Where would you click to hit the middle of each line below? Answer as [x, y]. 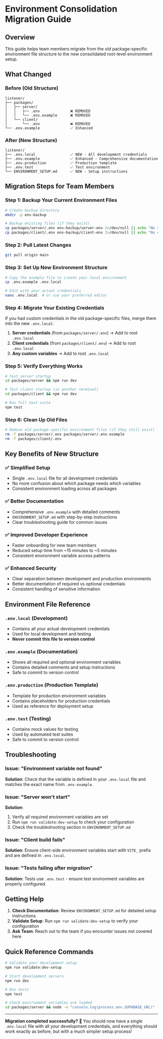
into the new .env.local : [30, 323]
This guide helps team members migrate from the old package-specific [76, 49]
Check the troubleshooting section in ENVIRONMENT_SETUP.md [71, 827]
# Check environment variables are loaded [49, 1003]
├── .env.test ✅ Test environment [58, 167]
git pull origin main [27, 255]
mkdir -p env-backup [26, 215]
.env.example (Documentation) [41, 652]
